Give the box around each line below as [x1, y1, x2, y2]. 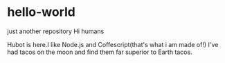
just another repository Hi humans [7, 27, 105, 35]
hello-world [7, 4, 76, 20]
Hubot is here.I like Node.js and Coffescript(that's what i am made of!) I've [7, 40, 219, 48]
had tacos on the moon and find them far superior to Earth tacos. [7, 48, 192, 56]
